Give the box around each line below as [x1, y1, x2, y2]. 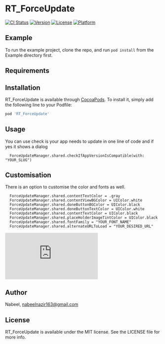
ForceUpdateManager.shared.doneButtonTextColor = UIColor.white [9, 207, 145, 212]
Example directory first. [5, 52, 53, 58]
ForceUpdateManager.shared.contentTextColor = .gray [9, 194, 121, 199]
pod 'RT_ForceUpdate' [5, 111, 50, 116]
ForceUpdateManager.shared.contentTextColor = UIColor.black [9, 211, 138, 216]
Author [5, 288, 27, 296]
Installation [5, 83, 41, 92]
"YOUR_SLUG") [5, 157, 32, 163]
